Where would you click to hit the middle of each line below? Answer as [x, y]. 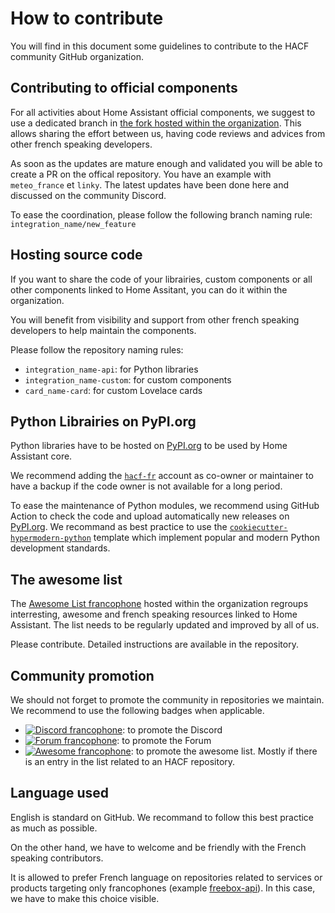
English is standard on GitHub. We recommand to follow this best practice [162, 817]
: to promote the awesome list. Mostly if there [224, 751]
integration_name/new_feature [73, 224]
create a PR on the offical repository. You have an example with [141, 174]
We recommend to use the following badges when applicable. [137, 710]
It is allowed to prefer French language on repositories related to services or [166, 877]
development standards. [60, 548]
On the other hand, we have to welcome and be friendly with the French [158, 847]
